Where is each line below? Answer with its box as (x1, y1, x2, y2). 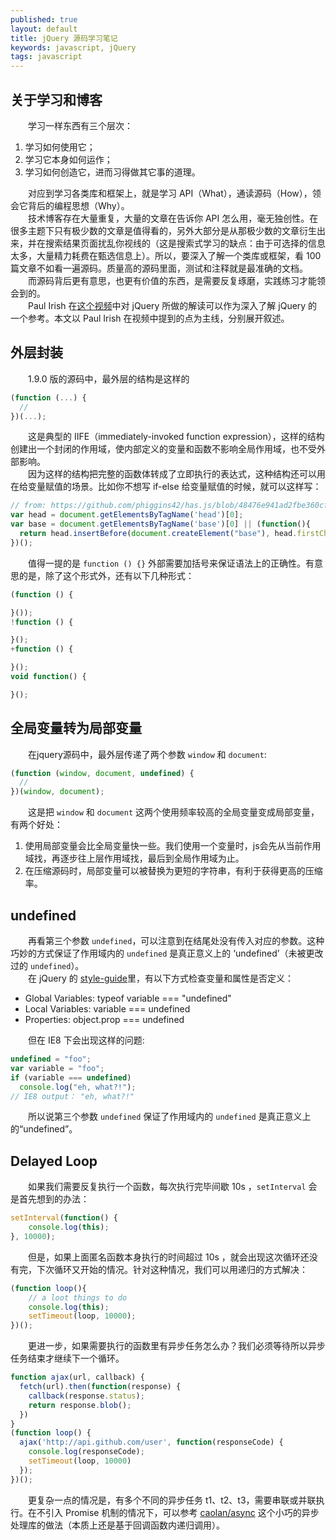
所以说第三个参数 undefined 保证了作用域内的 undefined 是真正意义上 (27, 1111, 312, 1123)
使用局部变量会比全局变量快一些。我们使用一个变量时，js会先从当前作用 (24, 840, 322, 852)
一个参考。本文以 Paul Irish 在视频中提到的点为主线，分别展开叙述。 (10, 312, 290, 324)
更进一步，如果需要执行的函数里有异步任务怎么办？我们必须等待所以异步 (27, 1340, 326, 1352)
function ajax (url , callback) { (10, 1372, 145, 1383)
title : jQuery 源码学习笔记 (10, 33, 118, 43)
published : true (10, 14, 78, 25)
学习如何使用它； (24, 141, 96, 153)
